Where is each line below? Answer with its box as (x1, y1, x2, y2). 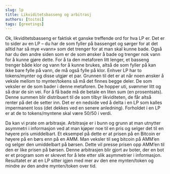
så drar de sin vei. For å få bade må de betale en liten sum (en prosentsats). (5, 89, 163, 95)
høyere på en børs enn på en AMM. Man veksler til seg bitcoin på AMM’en (5, 136, 159, 142)
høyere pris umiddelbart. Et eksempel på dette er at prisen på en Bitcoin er (5, 131, 161, 137)
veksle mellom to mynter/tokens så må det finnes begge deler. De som (5, 78, 152, 84)
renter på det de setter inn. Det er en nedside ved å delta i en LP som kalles (5, 99, 162, 106)
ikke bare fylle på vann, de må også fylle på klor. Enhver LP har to (5, 68, 142, 74)
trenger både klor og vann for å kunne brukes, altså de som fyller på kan (5, 62, 156, 68)
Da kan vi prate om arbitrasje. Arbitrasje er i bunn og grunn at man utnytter (5, 120, 161, 126)
